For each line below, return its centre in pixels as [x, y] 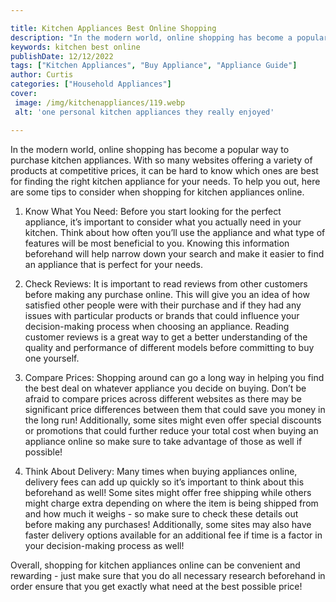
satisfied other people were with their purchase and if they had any [163, 305]
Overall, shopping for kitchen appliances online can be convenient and [155, 565]
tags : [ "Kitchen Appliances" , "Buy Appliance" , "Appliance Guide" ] [154, 66]
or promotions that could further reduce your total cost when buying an [171, 430]
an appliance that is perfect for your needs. [113, 264]
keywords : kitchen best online [75, 47]
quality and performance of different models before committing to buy [169, 347]
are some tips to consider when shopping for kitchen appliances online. [157, 192]
